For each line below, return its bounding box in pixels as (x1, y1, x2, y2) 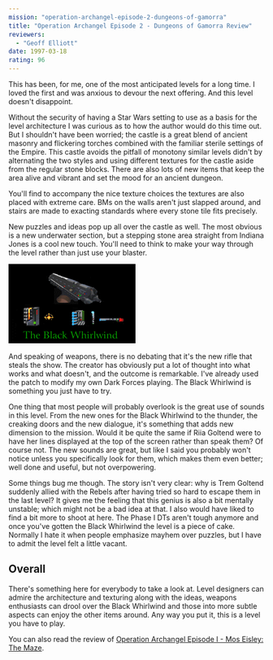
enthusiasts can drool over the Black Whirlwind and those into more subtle (8, 601, 258, 610)
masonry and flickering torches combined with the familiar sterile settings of (8, 138, 264, 148)
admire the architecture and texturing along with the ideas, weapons (8, 592, 237, 602)
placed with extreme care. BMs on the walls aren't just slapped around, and (8, 198, 262, 207)
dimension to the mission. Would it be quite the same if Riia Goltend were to (8, 428, 262, 437)
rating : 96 (8, 56, 45, 64)
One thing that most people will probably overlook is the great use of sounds (8, 402, 265, 411)
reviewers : (8, 30, 45, 38)
